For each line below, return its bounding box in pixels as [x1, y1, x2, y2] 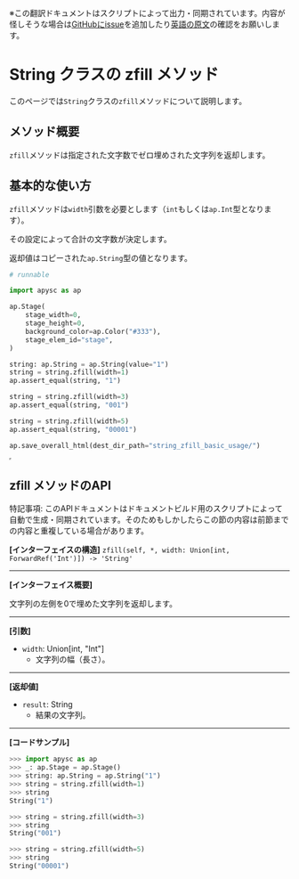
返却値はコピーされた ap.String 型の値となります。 [9, 252, 193, 263]
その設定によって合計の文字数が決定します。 [9, 233, 172, 244]
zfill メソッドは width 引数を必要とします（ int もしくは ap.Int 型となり [9, 203, 264, 214]
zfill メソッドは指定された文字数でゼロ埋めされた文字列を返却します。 [9, 150, 271, 160]
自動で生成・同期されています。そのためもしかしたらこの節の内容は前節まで [9, 515, 289, 525]
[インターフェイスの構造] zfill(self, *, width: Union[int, [9, 544, 230, 555]
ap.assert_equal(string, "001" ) [9, 401, 129, 410]
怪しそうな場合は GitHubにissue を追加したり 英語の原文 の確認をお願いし [9, 19, 273, 29]
